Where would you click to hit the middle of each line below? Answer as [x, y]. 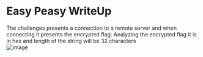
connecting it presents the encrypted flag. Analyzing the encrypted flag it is [102, 34]
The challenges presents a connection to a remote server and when [92, 28]
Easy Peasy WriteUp [59, 11]
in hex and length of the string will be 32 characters [71, 41]
